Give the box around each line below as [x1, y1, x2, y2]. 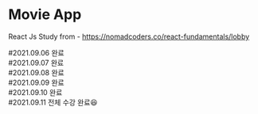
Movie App [8, 6, 82, 24]
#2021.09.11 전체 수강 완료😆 [8, 97, 98, 107]
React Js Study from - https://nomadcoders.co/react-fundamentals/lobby [8, 32, 250, 41]
